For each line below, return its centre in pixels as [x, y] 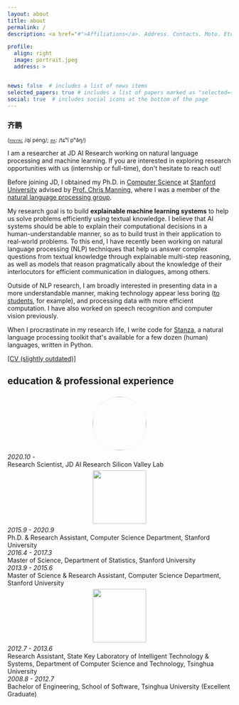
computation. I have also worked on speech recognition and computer [110, 308]
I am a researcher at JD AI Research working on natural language [103, 153]
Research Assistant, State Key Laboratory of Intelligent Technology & [108, 656]
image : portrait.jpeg [46, 60]
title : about [27, 21]
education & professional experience [91, 381]
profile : [20, 47]
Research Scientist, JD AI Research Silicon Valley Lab [86, 465]
